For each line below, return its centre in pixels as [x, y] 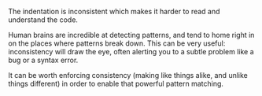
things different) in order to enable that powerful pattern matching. [116, 83]
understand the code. [43, 20]
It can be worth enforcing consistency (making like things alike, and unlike [128, 75]
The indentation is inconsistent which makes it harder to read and [114, 11]
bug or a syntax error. [43, 60]
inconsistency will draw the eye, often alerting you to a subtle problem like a [131, 52]
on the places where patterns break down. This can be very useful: [117, 43]
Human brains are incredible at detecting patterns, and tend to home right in [131, 35]
